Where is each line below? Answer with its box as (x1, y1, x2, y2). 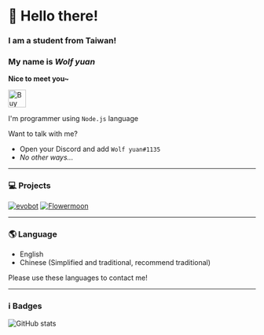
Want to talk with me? (8, 129, 79, 138)
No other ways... (19, 153, 74, 162)
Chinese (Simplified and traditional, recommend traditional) (19, 258, 211, 267)
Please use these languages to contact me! (8, 273, 148, 282)
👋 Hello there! (8, 7, 98, 25)
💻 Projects (8, 180, 51, 191)
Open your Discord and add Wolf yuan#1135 (19, 145, 161, 154)
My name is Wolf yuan (8, 57, 96, 68)
